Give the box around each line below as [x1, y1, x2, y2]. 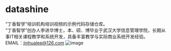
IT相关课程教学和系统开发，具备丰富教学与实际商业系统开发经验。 [9, 33, 148, 39]
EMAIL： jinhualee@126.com [5, 39, 65, 46]
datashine [5, 4, 49, 15]
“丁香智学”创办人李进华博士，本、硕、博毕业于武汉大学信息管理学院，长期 [5, 27, 162, 33]
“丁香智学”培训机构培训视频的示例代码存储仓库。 [5, 21, 108, 27]
